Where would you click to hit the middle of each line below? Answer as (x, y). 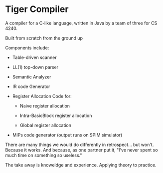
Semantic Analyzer (32, 76)
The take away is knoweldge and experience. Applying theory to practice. (81, 165)
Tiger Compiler (37, 9)
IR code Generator (31, 86)
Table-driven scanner (34, 57)
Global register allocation (45, 125)
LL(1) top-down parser (35, 67)
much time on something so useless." (44, 155)
